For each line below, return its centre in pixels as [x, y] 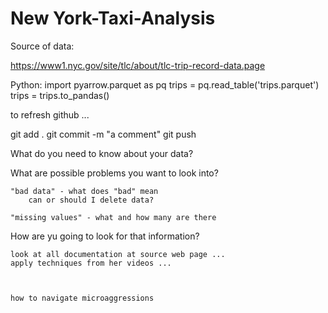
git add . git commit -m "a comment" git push [103, 134]
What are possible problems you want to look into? [114, 173]
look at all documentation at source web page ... [118, 254]
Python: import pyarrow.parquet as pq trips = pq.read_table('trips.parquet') [165, 84]
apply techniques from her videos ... [91, 263]
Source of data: [42, 46]
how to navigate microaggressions [82, 298]
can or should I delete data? [91, 200]
